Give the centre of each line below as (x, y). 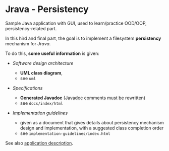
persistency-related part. (31, 28)
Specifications (27, 88)
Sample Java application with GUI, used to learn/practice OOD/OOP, (76, 23)
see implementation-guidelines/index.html (65, 133)
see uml (28, 78)
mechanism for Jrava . (28, 43)
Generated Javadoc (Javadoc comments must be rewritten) (82, 98)
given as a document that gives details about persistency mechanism (92, 122)
